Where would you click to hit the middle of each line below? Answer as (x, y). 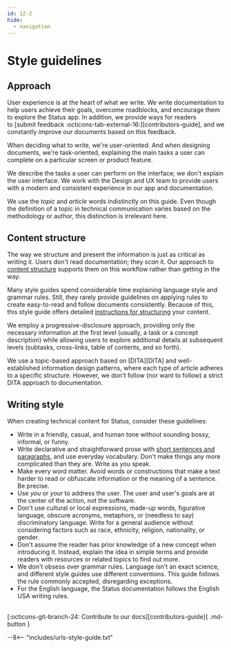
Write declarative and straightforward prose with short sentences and (116, 449)
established (23, 368)
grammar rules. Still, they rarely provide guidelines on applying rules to (108, 297)
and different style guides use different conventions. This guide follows (118, 574)
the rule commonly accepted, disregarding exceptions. (95, 581)
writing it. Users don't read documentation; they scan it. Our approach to (110, 262)
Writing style (36, 404)
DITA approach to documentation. (55, 383)
